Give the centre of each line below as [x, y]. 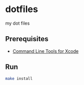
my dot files [17, 23]
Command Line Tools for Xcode [46, 51]
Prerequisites [27, 39]
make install [19, 78]
